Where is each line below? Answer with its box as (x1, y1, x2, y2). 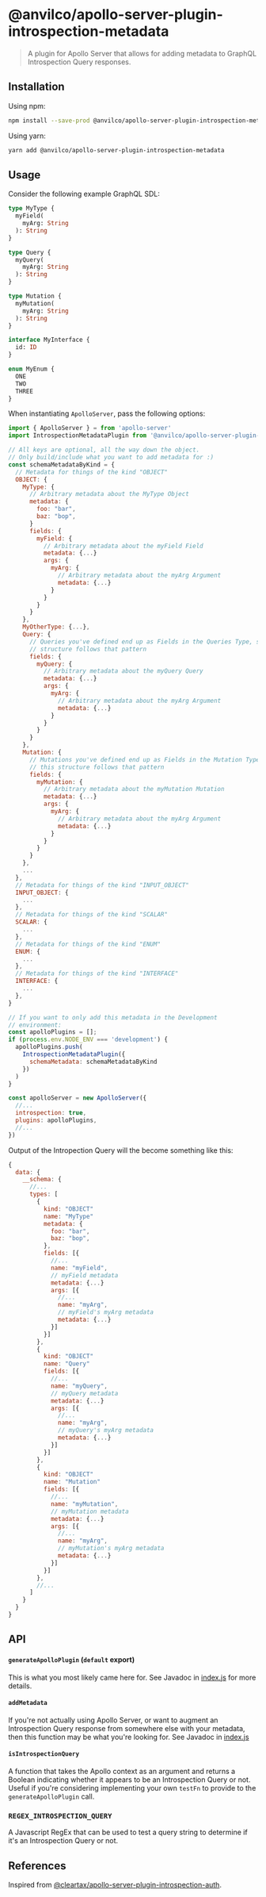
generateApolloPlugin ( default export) (8, 1654, 135, 1664)
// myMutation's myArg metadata (58, 1545, 165, 1553)
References (8, 1859, 66, 1872)
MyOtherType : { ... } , (22, 623, 90, 632)
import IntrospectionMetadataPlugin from (8, 432, 147, 440)
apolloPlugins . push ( (15, 1043, 83, 1051)
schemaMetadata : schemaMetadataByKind (28, 1058, 158, 1066)
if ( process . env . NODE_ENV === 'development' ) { (8, 1035, 169, 1044)
